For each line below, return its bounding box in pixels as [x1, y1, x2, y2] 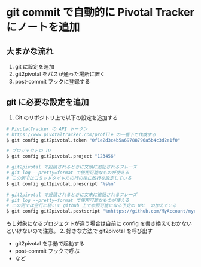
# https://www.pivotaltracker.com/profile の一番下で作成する [6, 131, 157, 137]
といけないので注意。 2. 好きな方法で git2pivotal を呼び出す [6, 228, 153, 235]
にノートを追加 [6, 20, 80, 34]
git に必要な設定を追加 [6, 97, 89, 108]
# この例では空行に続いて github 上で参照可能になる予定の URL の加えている [6, 202, 177, 209]
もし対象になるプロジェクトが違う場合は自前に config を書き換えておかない [6, 220, 193, 227]
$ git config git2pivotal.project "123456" [6, 154, 117, 159]
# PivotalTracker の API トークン [6, 126, 88, 132]
